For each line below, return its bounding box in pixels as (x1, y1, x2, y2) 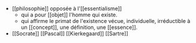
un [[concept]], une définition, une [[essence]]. (20, 24, 138, 31)
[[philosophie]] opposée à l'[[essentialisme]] (11, 5, 122, 12)
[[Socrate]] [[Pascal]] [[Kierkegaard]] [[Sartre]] (11, 30, 129, 37)
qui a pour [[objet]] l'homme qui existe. (20, 11, 118, 18)
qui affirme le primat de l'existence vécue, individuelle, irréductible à (20, 18, 191, 24)
